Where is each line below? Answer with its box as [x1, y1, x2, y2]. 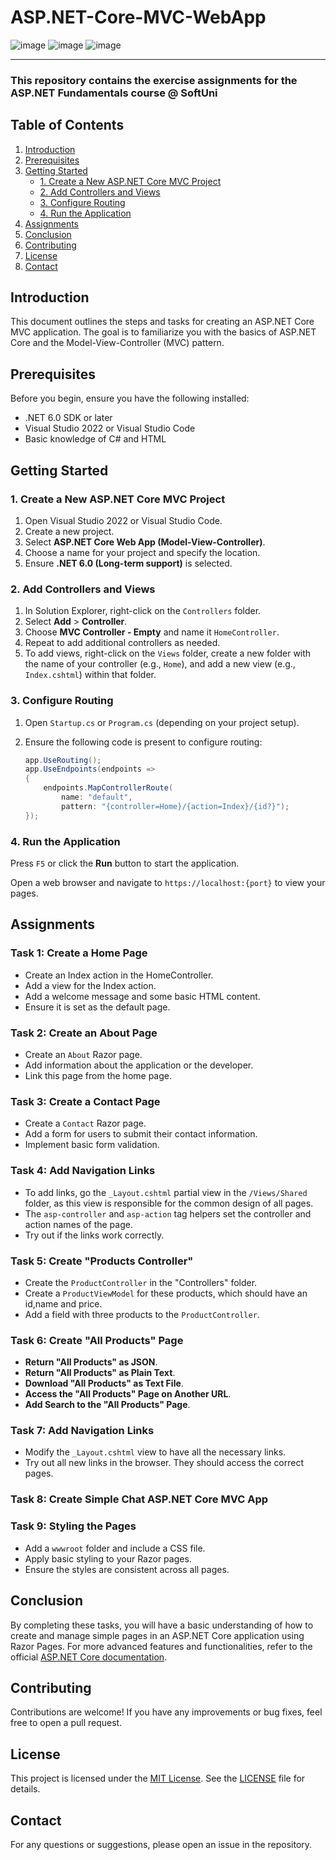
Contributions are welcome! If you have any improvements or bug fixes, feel [10, 1706, 323, 1718]
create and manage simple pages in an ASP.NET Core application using [10, 1629, 305, 1641]
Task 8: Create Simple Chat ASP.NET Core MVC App [10, 1492, 269, 1506]
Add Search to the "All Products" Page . [24, 1399, 191, 1411]
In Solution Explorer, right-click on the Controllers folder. [24, 605, 262, 617]
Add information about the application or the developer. [24, 1059, 254, 1071]
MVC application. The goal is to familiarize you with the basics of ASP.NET [10, 326, 317, 338]
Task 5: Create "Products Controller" [10, 1254, 194, 1268]
